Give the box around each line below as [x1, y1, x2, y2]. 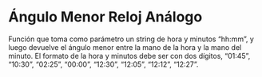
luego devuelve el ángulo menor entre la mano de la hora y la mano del [8, 42, 242, 52]
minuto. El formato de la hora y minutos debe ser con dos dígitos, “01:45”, [8, 51, 251, 60]
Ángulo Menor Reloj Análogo [8, 8, 203, 26]
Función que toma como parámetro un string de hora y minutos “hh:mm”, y [8, 34, 254, 44]
